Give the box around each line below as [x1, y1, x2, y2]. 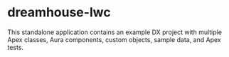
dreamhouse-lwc [7, 4, 112, 21]
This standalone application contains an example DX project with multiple [7, 28, 223, 36]
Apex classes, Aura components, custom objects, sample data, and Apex [7, 35, 222, 43]
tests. [7, 43, 23, 51]
